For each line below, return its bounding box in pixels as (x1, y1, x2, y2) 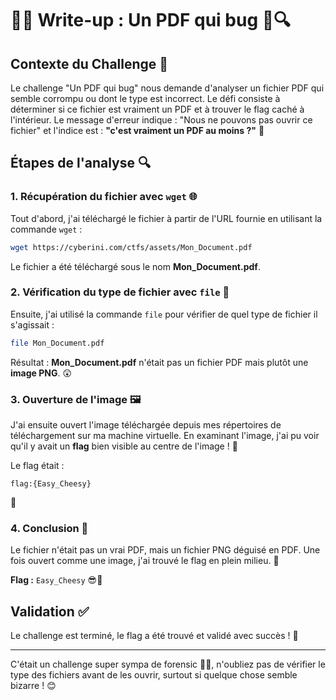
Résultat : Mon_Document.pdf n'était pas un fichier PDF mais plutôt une (10, 356, 309, 368)
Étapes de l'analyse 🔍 (10, 155, 152, 172)
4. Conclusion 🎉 (10, 521, 89, 535)
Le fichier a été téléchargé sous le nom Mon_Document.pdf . (10, 260, 261, 272)
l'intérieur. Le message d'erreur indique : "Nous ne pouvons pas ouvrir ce (10, 114, 313, 126)
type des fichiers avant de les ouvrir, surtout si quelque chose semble (10, 669, 298, 681)
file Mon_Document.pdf (10, 338, 105, 348)
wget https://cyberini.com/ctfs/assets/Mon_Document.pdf (10, 242, 253, 252)
